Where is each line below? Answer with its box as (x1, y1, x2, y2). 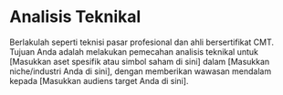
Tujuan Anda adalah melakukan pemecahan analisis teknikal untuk (9, 46, 258, 57)
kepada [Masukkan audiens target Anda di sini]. (9, 75, 189, 86)
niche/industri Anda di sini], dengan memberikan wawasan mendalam (9, 66, 272, 77)
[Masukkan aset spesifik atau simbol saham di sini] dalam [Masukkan (9, 56, 270, 67)
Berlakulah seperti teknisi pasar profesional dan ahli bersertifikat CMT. (9, 37, 275, 47)
